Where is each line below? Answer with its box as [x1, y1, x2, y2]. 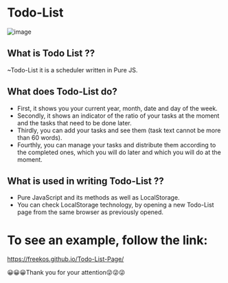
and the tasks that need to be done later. [16, 118, 132, 127]
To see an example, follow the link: [7, 232, 208, 248]
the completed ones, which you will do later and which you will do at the [16, 148, 221, 156]
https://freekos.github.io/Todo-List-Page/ [7, 255, 124, 263]
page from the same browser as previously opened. [16, 208, 163, 216]
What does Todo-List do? [7, 86, 118, 98]
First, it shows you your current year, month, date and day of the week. [16, 104, 218, 112]
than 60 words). [16, 133, 62, 142]
